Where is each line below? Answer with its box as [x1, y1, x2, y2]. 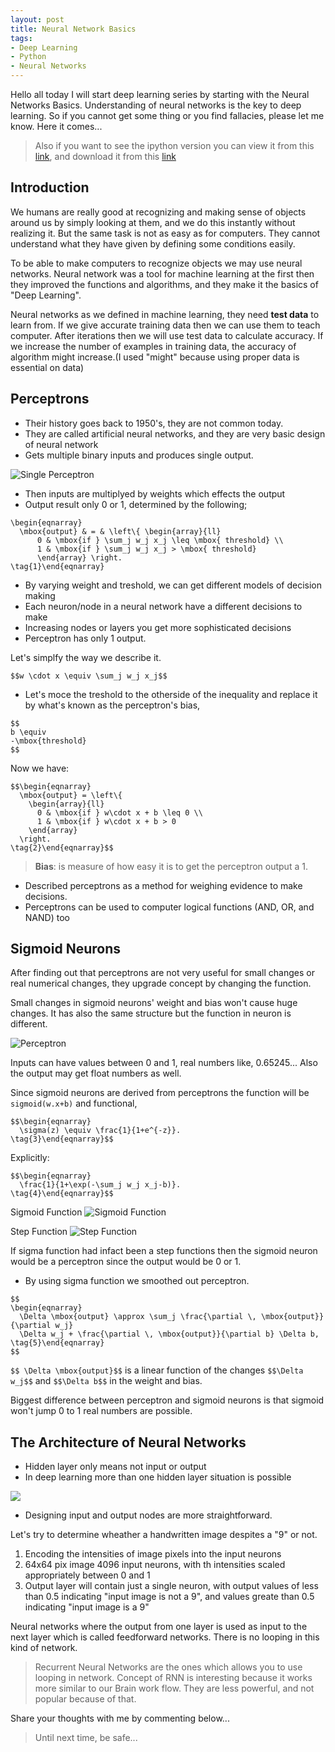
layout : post [10, 14, 65, 25]
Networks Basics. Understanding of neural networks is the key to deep [10, 99, 302, 111]
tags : [10, 33, 33, 43]
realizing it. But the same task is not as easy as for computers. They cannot [10, 227, 321, 239]
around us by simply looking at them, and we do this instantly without [10, 216, 296, 228]
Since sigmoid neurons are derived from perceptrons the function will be [10, 1087, 310, 1099]
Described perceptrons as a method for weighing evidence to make [24, 879, 303, 891]
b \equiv [10, 727, 47, 737]
